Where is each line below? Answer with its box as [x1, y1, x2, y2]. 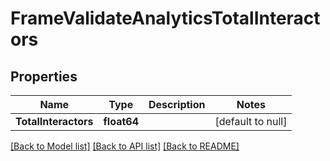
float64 [103, 115, 139, 128]
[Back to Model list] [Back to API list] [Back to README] [10, 140, 240, 152]
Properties [10, 68, 78, 85]
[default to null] [214, 115, 288, 128]
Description [148, 98, 206, 111]
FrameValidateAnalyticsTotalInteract [10, 7, 321, 30]
